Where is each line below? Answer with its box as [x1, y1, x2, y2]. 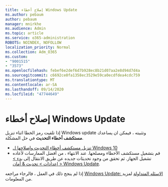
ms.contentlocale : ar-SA [5, 82, 57, 87]
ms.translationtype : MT [5, 77, 55, 82]
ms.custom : [5, 54, 28, 59]
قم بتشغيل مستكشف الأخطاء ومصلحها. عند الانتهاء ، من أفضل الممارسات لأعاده [12, 150, 160, 156]
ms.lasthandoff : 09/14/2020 [5, 86, 64, 92]
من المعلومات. [5, 176, 33, 182]
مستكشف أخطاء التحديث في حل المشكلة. [5, 135, 84, 141]
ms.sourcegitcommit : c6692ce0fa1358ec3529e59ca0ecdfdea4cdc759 [5, 73, 140, 78]
